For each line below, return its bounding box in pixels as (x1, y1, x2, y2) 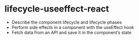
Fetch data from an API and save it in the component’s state (11, 29, 132, 35)
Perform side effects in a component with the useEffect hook (11, 24, 135, 30)
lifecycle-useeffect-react (4, 3, 109, 14)
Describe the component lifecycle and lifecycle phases (11, 19, 122, 25)
